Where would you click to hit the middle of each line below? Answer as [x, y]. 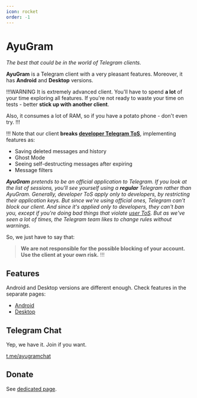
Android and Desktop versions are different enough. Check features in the [96, 288]
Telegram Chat [34, 330]
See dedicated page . [32, 389]
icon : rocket [22, 12]
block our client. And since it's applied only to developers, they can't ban [95, 207]
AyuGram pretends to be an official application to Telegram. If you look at [97, 182]
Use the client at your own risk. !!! [63, 255]
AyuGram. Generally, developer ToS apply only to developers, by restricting [98, 194]
